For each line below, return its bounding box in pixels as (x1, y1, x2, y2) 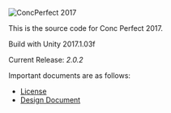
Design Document (19, 95, 81, 105)
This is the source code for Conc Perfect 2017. (8, 24, 164, 33)
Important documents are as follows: (8, 71, 131, 80)
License (19, 86, 47, 96)
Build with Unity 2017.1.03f (8, 39, 96, 49)
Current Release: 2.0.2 (8, 55, 83, 64)
